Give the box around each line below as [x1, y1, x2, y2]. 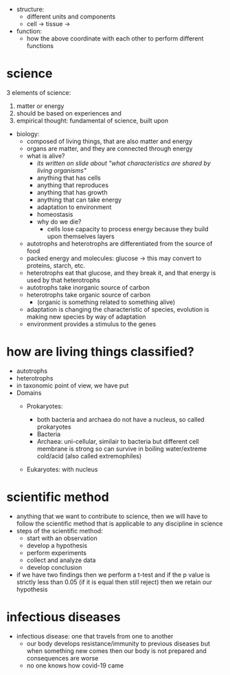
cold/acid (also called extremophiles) [36, 451, 142, 460]
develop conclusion [26, 563, 82, 571]
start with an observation [26, 534, 97, 542]
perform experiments [26, 548, 87, 557]
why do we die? [36, 217, 82, 226]
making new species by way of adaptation [26, 312, 146, 321]
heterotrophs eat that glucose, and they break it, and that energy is [26, 268, 216, 277]
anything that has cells [36, 173, 101, 182]
